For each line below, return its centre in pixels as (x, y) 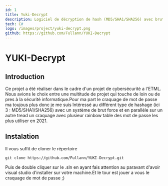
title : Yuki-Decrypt (27, 15)
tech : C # (14, 24)
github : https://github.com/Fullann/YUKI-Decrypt (58, 33)
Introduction (25, 77)
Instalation (22, 136)
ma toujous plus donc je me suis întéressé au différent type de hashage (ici (82, 105)
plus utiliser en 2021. (26, 121)
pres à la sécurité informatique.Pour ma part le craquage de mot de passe (81, 99)
